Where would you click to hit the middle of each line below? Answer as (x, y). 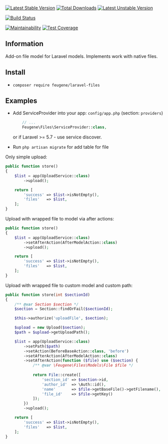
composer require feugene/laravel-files (56, 85)
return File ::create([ (57, 375)
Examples (21, 101)
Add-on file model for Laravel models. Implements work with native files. (82, 56)
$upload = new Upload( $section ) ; (50, 328)
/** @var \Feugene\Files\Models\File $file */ (83, 366)
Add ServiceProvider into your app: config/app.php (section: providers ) (88, 113)
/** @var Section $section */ (47, 304)
